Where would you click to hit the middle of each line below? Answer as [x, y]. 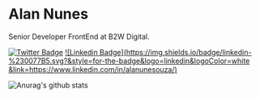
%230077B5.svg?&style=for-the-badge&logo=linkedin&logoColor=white [129, 61]
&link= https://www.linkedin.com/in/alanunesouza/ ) [93, 69]
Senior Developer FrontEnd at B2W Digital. [79, 36]
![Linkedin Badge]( [96, 52]
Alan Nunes [49, 14]
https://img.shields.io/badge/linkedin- [189, 52]
